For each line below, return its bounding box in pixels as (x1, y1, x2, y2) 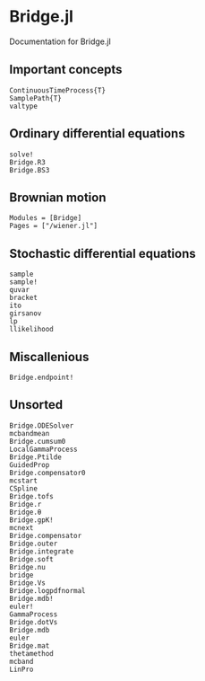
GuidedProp (9, 460, 50, 469)
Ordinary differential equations (9, 126, 185, 141)
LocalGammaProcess (9, 445, 78, 454)
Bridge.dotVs (9, 617, 58, 626)
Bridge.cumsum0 (9, 437, 66, 446)
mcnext (9, 523, 34, 532)
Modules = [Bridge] (9, 214, 82, 223)
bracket (9, 294, 38, 303)
